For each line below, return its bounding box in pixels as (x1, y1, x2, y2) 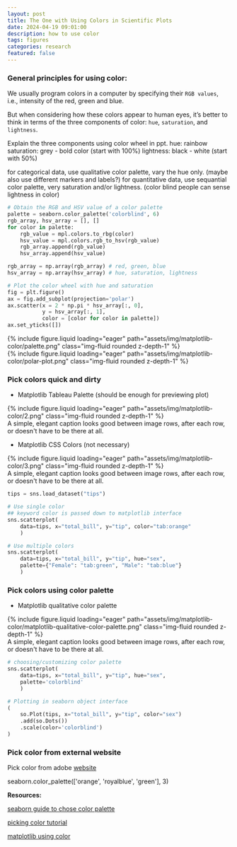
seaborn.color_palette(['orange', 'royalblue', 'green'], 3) (7, 777, 169, 785)
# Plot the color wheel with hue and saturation (7, 282, 154, 289)
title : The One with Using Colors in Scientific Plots (7, 17, 173, 24)
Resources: (7, 791, 42, 800)
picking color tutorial (7, 818, 67, 827)
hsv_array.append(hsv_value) (20, 250, 106, 257)
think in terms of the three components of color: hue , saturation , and (7, 118, 208, 127)
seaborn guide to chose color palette (7, 805, 115, 813)
